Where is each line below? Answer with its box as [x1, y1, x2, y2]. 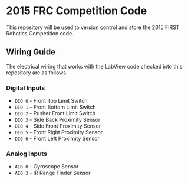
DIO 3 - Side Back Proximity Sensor [14, 116, 101, 123]
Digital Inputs [6, 84, 45, 92]
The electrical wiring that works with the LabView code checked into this [6, 63, 183, 70]
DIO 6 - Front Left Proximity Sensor [14, 135, 100, 142]
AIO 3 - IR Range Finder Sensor [14, 170, 91, 177]
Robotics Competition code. [6, 30, 74, 37]
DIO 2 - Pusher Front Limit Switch [14, 110, 96, 117]
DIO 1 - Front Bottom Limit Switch [14, 103, 96, 110]
